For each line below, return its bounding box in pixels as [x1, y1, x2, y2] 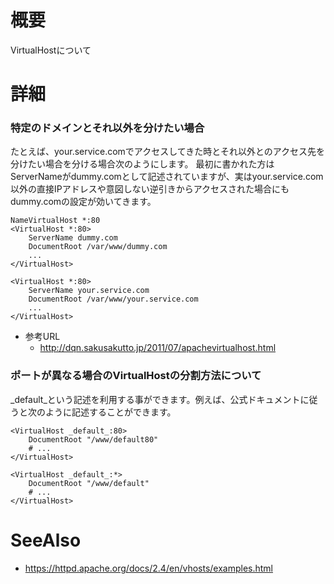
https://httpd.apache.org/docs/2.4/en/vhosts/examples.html [24, 562, 273, 574]
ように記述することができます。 [44, 406, 177, 418]
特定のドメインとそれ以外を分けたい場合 [10, 121, 205, 135]
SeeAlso [10, 529, 82, 551]
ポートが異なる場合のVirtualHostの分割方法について [10, 369, 262, 383]
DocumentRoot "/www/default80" [28, 434, 159, 445]
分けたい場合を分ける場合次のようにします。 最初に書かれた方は [10, 158, 275, 170]
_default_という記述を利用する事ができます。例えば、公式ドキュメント [10, 393, 301, 405]
